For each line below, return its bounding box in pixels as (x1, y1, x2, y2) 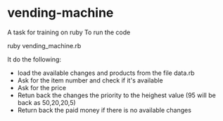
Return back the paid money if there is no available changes (17, 106, 192, 114)
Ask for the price (17, 83, 67, 92)
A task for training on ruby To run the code (7, 28, 131, 36)
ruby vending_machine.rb (7, 41, 82, 50)
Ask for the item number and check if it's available (17, 76, 163, 85)
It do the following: (7, 55, 62, 64)
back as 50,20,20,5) (17, 98, 76, 106)
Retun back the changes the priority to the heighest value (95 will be (17, 91, 216, 99)
